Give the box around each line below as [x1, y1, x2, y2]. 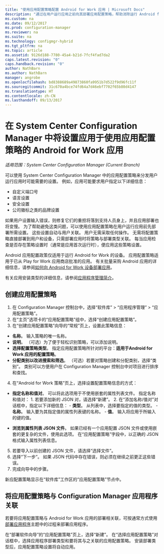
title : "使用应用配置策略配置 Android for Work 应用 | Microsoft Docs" [5, 7, 145, 12]
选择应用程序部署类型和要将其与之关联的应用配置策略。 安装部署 [21, 537, 152, 543]
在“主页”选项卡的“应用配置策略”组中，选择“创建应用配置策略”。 [12, 316, 139, 322]
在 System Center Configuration [5, 121, 138, 132]
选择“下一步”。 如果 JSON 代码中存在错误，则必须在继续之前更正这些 [12, 453, 151, 459]
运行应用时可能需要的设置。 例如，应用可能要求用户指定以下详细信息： [5, 179, 147, 185]
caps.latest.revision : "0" [5, 57, 60, 62]
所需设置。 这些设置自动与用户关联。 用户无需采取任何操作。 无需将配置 [9, 230, 154, 236]
